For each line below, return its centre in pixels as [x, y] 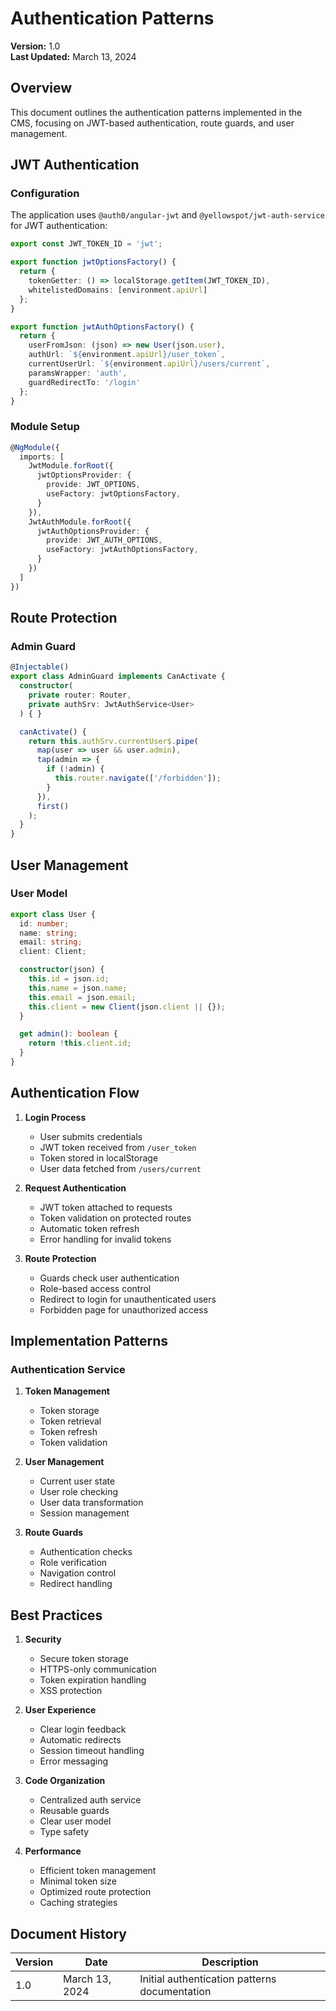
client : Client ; [53, 952]
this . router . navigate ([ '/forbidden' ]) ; [138, 778]
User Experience [60, 1710]
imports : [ [42, 457]
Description [230, 1962]
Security [43, 1639]
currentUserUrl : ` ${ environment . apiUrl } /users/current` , [149, 364]
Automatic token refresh [89, 1228]
